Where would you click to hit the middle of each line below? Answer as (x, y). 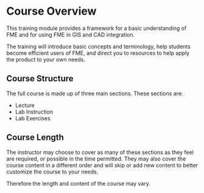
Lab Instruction (34, 112)
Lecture (25, 105)
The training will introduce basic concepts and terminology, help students (98, 46)
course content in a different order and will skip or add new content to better (102, 165)
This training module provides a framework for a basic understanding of (97, 28)
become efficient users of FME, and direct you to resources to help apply (98, 53)
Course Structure (40, 78)
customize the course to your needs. (52, 172)
